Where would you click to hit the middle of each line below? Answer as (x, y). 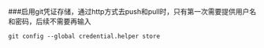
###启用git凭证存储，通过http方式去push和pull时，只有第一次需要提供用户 (129, 11)
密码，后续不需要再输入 (53, 21)
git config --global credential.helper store (84, 36)
